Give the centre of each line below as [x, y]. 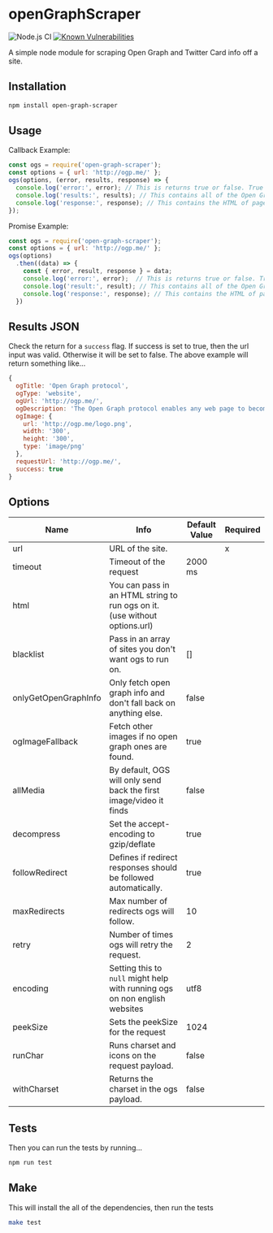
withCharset [36, 1089]
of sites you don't [143, 649]
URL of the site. [139, 549]
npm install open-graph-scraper [63, 105]
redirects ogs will [142, 911]
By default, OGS [140, 771]
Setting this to [136, 968]
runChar [28, 1056]
